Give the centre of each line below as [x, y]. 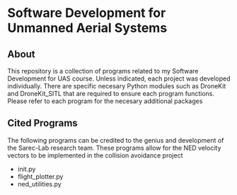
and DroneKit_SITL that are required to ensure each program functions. [111, 94]
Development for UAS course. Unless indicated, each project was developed [119, 78]
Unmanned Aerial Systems [87, 28]
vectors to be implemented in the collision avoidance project [95, 155]
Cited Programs [42, 123]
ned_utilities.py [39, 184]
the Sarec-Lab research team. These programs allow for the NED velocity [114, 148]
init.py [27, 169]
